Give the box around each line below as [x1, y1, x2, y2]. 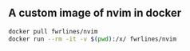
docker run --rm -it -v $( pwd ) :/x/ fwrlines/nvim [8, 35, 177, 43]
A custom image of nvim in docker [8, 6, 182, 20]
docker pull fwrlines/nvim [8, 27, 98, 35]
